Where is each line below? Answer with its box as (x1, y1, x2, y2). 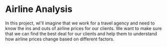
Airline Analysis (5, 3, 72, 15)
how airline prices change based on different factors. (5, 36, 114, 42)
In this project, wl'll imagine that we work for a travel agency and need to (5, 20, 155, 26)
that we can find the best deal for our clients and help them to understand (5, 30, 157, 36)
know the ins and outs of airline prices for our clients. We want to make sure (5, 25, 162, 31)
